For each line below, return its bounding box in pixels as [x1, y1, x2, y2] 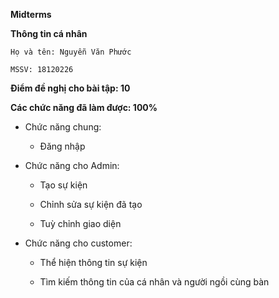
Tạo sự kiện [39, 179, 88, 191]
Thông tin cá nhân [10, 28, 88, 39]
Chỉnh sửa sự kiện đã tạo [39, 199, 143, 210]
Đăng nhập [39, 140, 86, 152]
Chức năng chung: [24, 121, 102, 133]
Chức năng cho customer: [24, 237, 133, 249]
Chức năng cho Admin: [24, 160, 120, 171]
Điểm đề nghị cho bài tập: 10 [10, 82, 131, 94]
